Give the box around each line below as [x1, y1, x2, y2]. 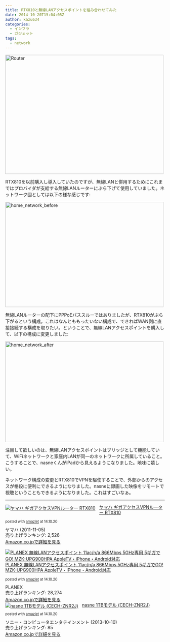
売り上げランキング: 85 [5, 624, 53, 630]
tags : [5, 36, 17, 41]
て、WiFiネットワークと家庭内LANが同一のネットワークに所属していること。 [5, 453, 165, 459]
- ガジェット [10, 31, 34, 36]
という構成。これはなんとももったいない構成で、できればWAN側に [18, 318, 158, 324]
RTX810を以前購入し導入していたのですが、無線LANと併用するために [5, 178, 150, 185]
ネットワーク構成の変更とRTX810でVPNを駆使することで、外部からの [5, 476, 150, 483]
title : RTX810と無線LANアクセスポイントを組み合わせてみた [5, 7, 117, 13]
